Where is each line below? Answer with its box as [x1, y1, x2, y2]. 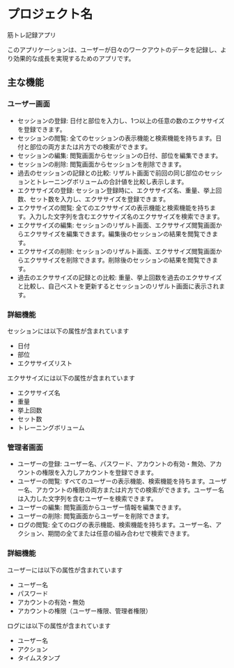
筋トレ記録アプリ [7, 31, 56, 39]
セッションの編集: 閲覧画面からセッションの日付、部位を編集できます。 [17, 151, 222, 160]
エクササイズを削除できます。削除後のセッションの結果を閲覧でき [23, 256, 212, 264]
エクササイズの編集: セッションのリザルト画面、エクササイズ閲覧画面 [17, 221, 216, 229]
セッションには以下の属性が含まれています [7, 327, 130, 335]
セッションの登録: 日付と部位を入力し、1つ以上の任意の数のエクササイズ [17, 116, 225, 125]
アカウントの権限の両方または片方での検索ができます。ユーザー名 [36, 486, 225, 495]
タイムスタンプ [17, 653, 61, 662]
